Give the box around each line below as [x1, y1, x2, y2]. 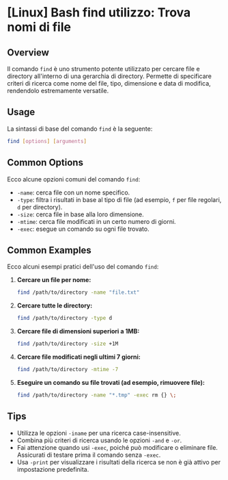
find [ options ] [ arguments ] [7, 138, 87, 144]
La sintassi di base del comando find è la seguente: [7, 125, 153, 133]
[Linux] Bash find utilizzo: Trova [7, 5, 191, 21]
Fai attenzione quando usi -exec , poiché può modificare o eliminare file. [16, 443, 218, 451]
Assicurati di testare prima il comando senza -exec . [16, 451, 161, 459]
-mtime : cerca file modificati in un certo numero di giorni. [16, 217, 176, 225]
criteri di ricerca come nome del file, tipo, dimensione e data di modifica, [7, 79, 212, 87]
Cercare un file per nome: [16, 276, 91, 284]
